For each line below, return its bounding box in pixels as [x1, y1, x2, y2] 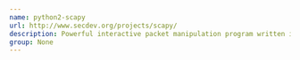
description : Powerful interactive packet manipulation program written [9, 29, 286, 38]
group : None [9, 37, 54, 47]
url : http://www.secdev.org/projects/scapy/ [9, 21, 178, 30]
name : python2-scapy [9, 12, 87, 22]
